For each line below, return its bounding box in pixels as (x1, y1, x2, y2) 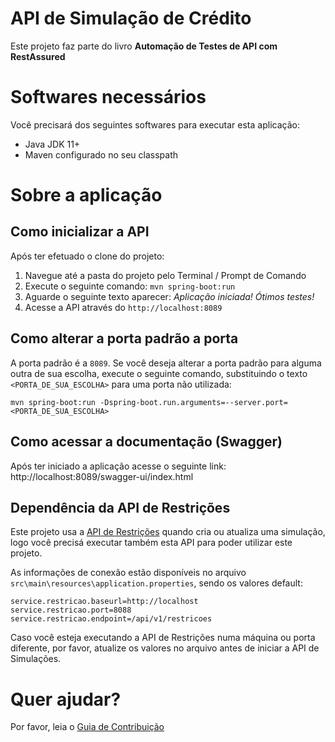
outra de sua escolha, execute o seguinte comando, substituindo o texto (10, 367, 308, 379)
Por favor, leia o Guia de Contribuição (10, 721, 165, 733)
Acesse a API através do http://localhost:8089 (24, 301, 223, 313)
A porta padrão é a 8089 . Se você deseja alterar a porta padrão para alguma (10, 357, 322, 369)
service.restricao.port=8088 (10, 605, 132, 616)
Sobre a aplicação (10, 184, 163, 207)
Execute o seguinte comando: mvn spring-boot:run (24, 280, 236, 292)
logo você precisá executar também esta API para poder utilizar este (10, 537, 293, 549)
